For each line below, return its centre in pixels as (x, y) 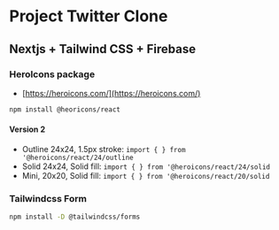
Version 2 (27, 129)
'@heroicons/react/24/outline (78, 157)
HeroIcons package (52, 74)
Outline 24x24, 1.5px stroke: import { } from (104, 149)
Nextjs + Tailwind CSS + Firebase (103, 49)
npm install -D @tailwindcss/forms (75, 217)
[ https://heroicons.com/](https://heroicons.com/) (111, 93)
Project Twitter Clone (89, 16)
